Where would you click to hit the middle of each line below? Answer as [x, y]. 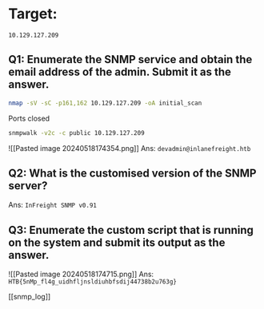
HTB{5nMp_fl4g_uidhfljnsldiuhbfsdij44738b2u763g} [93, 282]
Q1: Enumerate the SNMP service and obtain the [130, 59]
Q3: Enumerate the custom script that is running [131, 230]
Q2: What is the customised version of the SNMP [132, 173]
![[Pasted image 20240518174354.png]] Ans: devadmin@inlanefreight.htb [130, 148]
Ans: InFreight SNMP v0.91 [53, 205]
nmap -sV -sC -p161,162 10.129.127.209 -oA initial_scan [105, 103]
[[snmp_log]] [30, 297]
